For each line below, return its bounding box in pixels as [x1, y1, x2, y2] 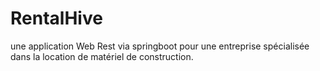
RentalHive [10, 7, 103, 30]
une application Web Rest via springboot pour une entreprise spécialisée [10, 40, 310, 52]
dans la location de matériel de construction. [10, 50, 194, 62]
